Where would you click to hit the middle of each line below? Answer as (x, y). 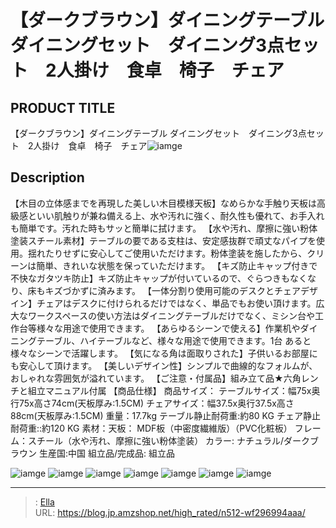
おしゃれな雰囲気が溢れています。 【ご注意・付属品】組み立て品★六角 (156, 378)
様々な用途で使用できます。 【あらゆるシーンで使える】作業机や (168, 328)
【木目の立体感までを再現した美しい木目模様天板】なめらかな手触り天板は (163, 203)
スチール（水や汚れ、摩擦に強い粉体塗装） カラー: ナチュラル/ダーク (169, 440)
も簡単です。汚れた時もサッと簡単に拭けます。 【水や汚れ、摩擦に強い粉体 (164, 228)
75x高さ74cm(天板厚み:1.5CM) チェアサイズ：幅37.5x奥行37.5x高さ (156, 403)
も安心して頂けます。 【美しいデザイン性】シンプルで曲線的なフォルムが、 (164, 365)
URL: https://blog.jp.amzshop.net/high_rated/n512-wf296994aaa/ (170, 512)
